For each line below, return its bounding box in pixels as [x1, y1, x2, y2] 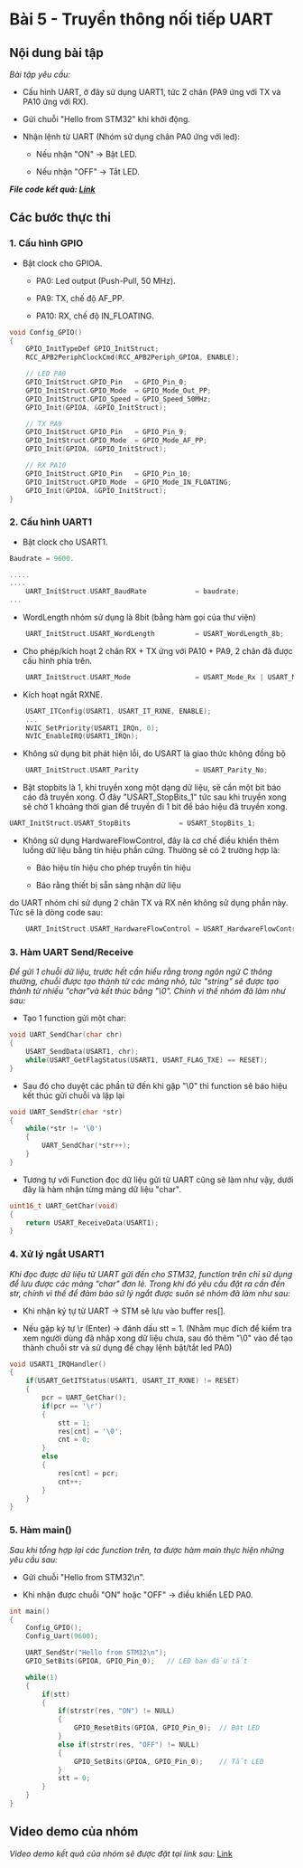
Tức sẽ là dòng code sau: [9, 907, 104, 918]
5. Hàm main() [9, 1524, 72, 1537]
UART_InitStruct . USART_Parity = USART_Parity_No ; [25, 765, 269, 775]
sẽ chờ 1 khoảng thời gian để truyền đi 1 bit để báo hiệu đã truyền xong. [22, 801, 289, 812]
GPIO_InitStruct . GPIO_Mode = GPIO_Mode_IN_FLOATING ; [25, 478, 232, 487]
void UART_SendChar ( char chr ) [9, 1030, 124, 1039]
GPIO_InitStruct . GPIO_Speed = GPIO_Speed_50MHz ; [25, 394, 212, 403]
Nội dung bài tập [9, 45, 104, 61]
